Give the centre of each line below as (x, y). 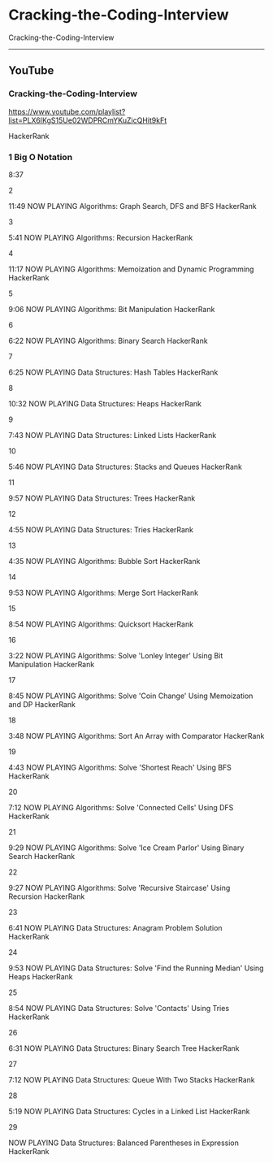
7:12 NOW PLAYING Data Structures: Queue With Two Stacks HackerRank (132, 1079)
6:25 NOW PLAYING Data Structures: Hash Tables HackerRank (113, 372)
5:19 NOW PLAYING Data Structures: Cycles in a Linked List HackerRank (129, 1111)
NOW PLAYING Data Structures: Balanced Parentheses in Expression (124, 1143)
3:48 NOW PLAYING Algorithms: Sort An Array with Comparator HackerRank (136, 736)
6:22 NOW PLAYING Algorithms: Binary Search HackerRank (108, 341)
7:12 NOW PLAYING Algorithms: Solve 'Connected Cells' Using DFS (121, 807)
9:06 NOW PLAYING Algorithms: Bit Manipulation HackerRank (112, 309)
